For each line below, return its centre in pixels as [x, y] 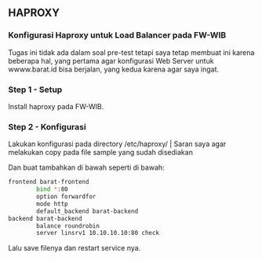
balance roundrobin [68, 226]
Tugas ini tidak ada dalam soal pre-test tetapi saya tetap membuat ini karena [131, 52]
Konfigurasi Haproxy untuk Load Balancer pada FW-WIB [117, 35]
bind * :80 [52, 189]
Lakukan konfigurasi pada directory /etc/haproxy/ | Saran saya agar [117, 144]
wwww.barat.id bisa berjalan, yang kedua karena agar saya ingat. [114, 69]
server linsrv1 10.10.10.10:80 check [98, 233]
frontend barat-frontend [49, 182]
